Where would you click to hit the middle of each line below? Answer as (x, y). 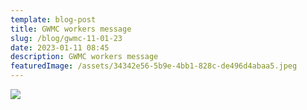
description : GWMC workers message (84, 57)
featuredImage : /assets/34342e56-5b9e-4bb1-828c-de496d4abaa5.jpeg (154, 66)
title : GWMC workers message (71, 29)
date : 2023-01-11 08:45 (60, 47)
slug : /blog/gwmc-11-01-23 (66, 38)
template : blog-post (53, 19)
